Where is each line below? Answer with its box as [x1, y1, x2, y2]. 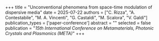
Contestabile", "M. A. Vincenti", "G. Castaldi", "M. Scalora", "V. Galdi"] [5, 15, 148, 20]
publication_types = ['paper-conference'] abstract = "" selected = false [5, 20, 151, 26]
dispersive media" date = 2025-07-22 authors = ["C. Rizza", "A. [5, 9, 136, 15]
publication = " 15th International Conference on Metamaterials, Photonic [5, 25, 154, 31]
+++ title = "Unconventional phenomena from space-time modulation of [5, 4, 153, 10]
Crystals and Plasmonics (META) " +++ [5, 31, 85, 36]
